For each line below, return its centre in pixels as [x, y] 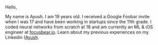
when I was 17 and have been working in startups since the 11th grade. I [78, 22]
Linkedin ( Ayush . [22, 37]
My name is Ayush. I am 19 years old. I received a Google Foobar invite [78, 16]
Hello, [11, 7]
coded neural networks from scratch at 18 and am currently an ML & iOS [79, 27]
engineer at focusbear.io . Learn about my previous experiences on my [77, 32]
